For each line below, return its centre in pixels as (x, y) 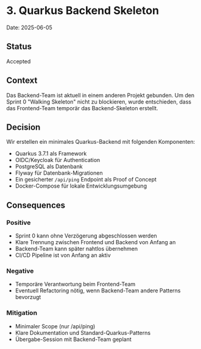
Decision (23, 127)
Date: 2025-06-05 (30, 27)
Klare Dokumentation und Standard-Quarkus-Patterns (83, 333)
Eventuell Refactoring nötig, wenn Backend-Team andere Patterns (98, 291)
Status (19, 47)
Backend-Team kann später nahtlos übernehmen (76, 249)
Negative (20, 270)
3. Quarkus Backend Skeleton (83, 11)
